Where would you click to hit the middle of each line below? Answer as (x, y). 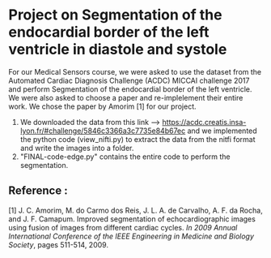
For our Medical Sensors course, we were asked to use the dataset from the (135, 71)
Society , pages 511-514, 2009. (59, 244)
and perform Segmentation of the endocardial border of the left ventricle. (130, 89)
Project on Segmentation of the (115, 15)
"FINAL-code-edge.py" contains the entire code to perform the (125, 157)
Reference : (38, 191)
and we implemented (222, 131)
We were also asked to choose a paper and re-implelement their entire (126, 97)
